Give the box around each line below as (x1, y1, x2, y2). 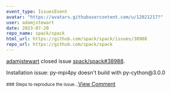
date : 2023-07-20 (6, 25, 49, 31)
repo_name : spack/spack (6, 31, 65, 36)
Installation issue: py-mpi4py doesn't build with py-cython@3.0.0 (6, 69, 166, 76)
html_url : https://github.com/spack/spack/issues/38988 (6, 36, 147, 42)
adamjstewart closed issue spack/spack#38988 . (6, 57, 125, 65)
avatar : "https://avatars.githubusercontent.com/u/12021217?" (6, 14, 163, 20)
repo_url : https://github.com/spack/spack (6, 42, 113, 48)
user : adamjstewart (6, 19, 55, 25)
